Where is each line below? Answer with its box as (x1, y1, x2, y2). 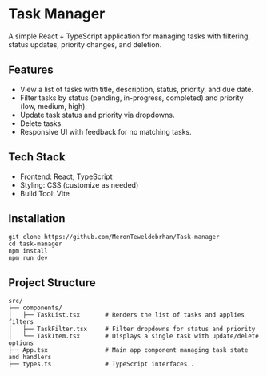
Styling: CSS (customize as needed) (19, 180, 139, 189)
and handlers (8, 354, 52, 362)
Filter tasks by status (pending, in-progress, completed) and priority (19, 93, 244, 103)
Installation (8, 212, 66, 225)
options (8, 339, 34, 347)
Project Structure (8, 276, 96, 289)
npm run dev (8, 254, 48, 262)
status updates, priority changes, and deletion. (8, 39, 162, 49)
